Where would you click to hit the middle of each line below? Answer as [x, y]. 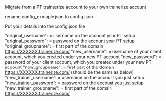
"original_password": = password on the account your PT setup [70, 41]
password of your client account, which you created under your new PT [78, 62]
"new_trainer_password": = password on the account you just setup [74, 83]
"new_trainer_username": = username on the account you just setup [75, 78]
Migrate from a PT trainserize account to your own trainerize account [76, 7]
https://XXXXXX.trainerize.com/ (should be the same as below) [70, 72]
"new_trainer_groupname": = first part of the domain [59, 88]
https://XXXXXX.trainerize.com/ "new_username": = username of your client [83, 51]
